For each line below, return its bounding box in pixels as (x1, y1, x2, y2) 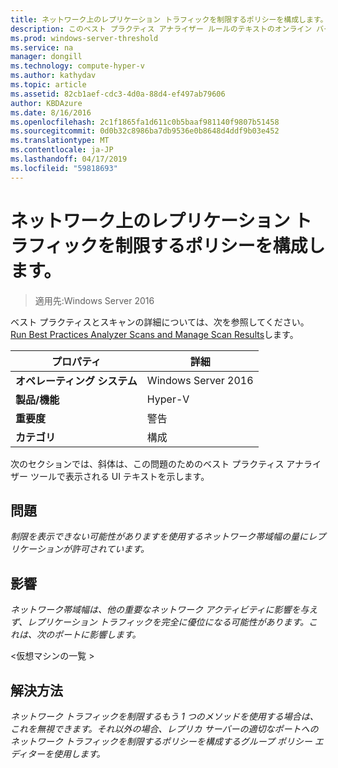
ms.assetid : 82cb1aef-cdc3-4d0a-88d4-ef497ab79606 (10, 89, 226, 99)
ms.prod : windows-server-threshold (10, 33, 159, 43)
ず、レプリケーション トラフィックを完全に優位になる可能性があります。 (10, 616, 309, 628)
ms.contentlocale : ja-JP (10, 145, 114, 155)
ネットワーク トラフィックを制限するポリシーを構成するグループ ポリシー (10, 736, 313, 747)
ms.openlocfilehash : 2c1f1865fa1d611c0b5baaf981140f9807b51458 (10, 117, 280, 127)
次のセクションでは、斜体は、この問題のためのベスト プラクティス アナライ (10, 457, 322, 470)
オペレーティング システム (15, 374, 138, 388)
